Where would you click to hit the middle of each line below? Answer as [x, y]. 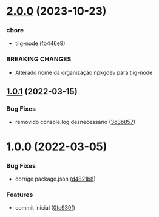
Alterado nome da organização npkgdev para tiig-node [84, 72]
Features [20, 195]
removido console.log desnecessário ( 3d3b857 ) [75, 122]
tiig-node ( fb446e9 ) [40, 43]
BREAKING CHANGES [39, 59]
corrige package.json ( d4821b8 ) [55, 179]
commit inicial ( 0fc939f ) [45, 208]
